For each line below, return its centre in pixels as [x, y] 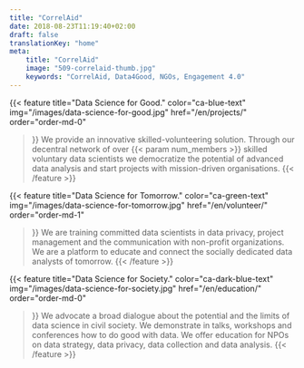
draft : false [34, 34]
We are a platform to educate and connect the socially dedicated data [162, 251]
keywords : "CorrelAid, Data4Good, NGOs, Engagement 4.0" [136, 77]
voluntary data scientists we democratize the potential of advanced [157, 159]
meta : [20, 52]
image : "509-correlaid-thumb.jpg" [91, 69]
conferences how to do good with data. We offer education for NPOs [160, 334]
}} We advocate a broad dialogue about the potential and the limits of [161, 315]
